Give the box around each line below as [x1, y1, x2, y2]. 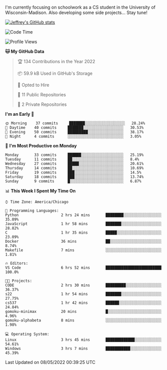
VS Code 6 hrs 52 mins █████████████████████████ [5, 265, 162, 270]
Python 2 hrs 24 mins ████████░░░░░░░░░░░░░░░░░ [5, 213, 162, 218]
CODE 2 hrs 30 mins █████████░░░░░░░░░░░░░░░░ [5, 283, 162, 288]
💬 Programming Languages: [5, 208, 59, 213]
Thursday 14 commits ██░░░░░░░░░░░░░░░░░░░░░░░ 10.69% [5, 165, 144, 170]
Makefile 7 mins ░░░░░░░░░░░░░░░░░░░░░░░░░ [5, 248, 162, 253]
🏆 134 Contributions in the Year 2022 [17, 59, 96, 64]
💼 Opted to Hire [17, 82, 50, 88]
